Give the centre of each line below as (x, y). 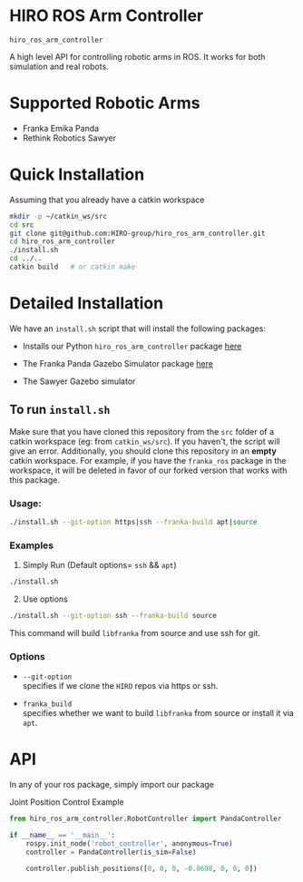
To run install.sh (60, 410)
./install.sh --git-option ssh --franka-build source (113, 616)
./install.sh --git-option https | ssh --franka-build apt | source (133, 522)
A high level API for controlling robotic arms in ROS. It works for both (137, 56)
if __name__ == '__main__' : (63, 836)
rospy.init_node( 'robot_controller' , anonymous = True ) (129, 843)
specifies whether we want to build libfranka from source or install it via (158, 713)
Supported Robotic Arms (105, 103)
